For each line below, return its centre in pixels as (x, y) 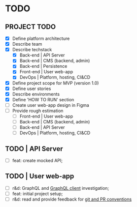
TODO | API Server (34, 149)
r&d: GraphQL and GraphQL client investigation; (61, 188)
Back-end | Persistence (43, 66)
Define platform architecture (41, 38)
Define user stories (32, 89)
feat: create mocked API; (37, 160)
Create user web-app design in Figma (51, 105)
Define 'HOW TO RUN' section (43, 99)
